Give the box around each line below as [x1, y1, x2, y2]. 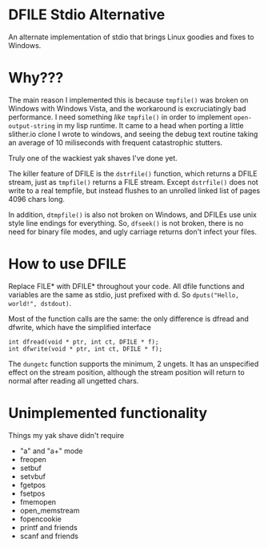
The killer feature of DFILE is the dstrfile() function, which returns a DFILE [8, 168, 258, 178]
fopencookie [19, 514, 62, 524]
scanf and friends [19, 531, 78, 541]
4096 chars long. [8, 194, 66, 203]
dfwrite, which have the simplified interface [8, 322, 152, 332]
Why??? [8, 69, 64, 87]
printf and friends [19, 522, 78, 532]
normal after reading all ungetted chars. [8, 376, 139, 385]
